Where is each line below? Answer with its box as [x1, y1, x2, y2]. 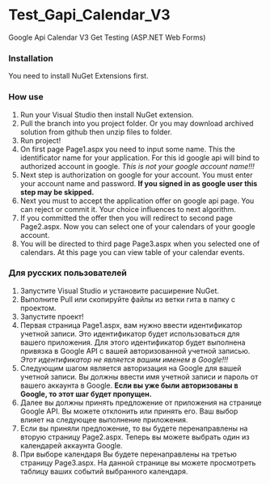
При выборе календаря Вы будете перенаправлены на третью [19, 449, 237, 459]
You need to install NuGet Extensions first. [8, 71, 149, 81]
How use [8, 91, 44, 103]
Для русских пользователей [8, 267, 127, 278]
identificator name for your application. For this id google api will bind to [19, 152, 260, 163]
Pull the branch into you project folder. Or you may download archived [19, 118, 254, 128]
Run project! [19, 135, 61, 145]
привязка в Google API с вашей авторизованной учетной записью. [19, 346, 251, 355]
